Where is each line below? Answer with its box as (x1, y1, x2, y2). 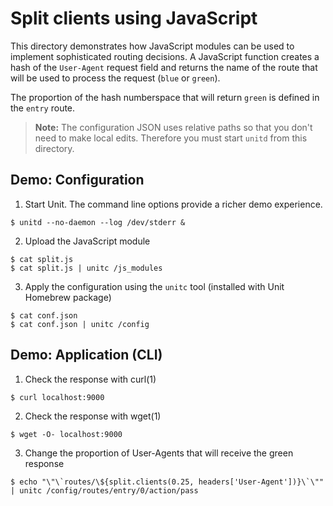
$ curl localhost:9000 (10, 392, 105, 402)
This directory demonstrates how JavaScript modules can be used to (10, 40, 295, 52)
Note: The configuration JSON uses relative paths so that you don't (34, 121, 313, 133)
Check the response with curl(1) (24, 373, 157, 385)
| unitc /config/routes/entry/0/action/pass (10, 485, 199, 496)
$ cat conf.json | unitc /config (10, 319, 150, 329)
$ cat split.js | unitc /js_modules (10, 263, 163, 273)
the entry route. (10, 102, 76, 114)
